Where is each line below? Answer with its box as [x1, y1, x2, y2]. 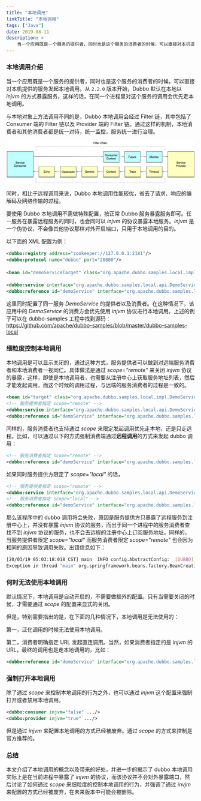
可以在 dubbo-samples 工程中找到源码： [11, 315, 111, 322]
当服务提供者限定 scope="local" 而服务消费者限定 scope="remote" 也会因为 [6, 536, 193, 544]
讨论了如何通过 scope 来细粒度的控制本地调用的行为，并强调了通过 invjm [11, 781, 191, 788]
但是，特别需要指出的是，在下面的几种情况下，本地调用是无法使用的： [6, 613, 179, 620]
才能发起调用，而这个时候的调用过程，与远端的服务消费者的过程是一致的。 [6, 382, 190, 389]
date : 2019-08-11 [6, 29, 50, 35]
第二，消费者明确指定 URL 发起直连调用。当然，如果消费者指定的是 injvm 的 [6, 639, 193, 646]
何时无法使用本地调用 [6, 578, 68, 586]
